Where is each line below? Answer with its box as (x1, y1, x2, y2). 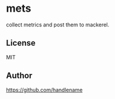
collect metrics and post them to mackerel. (6, 21, 110, 28)
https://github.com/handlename (6, 86, 83, 93)
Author (6, 71, 32, 81)
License (6, 38, 36, 48)
